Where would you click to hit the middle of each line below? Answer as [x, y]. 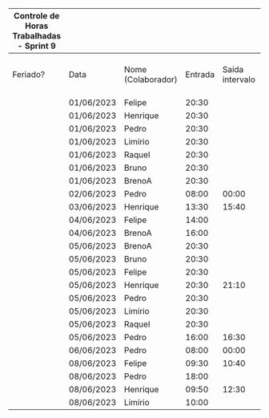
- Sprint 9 [36, 46]
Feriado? [29, 74]
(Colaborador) [151, 79]
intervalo [239, 79]
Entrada [200, 74]
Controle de [36, 16]
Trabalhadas [37, 36]
